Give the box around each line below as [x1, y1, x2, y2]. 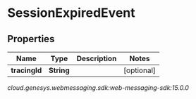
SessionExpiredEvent [7, 5, 135, 21]
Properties [7, 33, 55, 45]
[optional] [123, 65, 157, 75]
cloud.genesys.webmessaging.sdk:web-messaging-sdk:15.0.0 [7, 84, 189, 92]
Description [76, 54, 117, 63]
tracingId [11, 65, 42, 75]
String [48, 65, 71, 75]
